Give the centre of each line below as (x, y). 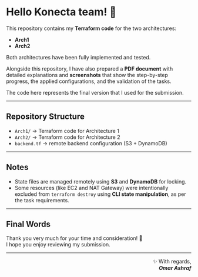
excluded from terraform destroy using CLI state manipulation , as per (100, 194)
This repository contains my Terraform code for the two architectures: (91, 28)
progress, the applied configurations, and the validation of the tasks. (89, 81)
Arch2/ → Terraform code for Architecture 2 (67, 137)
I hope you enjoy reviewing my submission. (58, 245)
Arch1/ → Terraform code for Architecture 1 (67, 131)
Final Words (28, 224)
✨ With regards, (172, 262)
